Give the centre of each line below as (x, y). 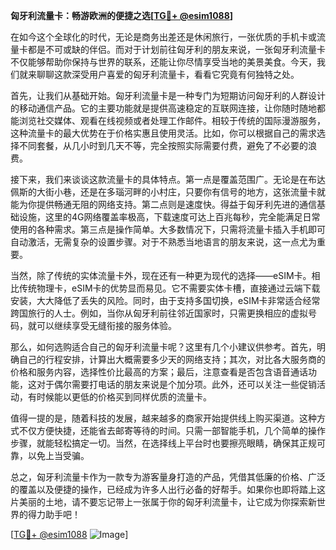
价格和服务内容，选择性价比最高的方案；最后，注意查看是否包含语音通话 (159, 372)
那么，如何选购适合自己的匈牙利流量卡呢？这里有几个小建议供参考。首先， (163, 347)
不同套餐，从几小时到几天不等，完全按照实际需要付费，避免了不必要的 (163, 145)
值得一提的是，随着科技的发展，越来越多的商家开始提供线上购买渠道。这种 (163, 418)
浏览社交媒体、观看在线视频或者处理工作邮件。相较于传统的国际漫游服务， (172, 120)
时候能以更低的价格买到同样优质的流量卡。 (124, 397)
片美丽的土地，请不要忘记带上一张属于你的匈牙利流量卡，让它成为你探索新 (163, 502)
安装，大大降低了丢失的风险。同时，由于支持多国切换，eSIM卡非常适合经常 (165, 300)
